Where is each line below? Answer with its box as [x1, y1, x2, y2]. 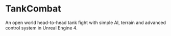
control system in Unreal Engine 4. [5, 24, 78, 30]
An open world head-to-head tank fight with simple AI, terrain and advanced [5, 19, 166, 25]
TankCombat [5, 3, 61, 14]
